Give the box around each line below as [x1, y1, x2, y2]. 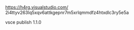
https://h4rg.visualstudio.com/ [5, 4, 69, 10]
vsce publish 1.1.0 [5, 19, 41, 25]
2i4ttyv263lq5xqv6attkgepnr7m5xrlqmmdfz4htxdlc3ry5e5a [5, 9, 129, 15]
